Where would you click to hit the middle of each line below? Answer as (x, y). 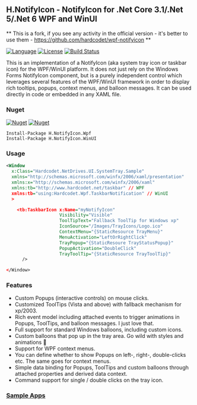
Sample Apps (26, 395)
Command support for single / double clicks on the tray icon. (89, 380)
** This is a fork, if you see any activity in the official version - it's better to (97, 33)
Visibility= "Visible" (86, 215)
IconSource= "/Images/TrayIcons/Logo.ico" (111, 226)
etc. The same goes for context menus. (63, 361)
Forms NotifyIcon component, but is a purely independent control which (94, 75)
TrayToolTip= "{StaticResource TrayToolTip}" (115, 254)
